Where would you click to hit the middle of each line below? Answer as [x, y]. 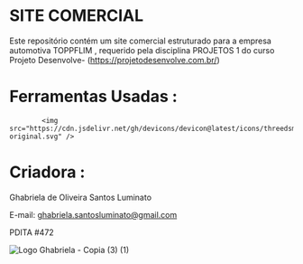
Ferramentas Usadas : [93, 97]
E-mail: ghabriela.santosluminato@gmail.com [93, 214]
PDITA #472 [32, 232]
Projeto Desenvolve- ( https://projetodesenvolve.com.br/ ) [115, 60]
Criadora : [47, 172]
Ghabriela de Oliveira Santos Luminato [80, 197]
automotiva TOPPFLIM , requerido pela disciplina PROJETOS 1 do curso [142, 50]
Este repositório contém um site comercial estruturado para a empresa [141, 41]
